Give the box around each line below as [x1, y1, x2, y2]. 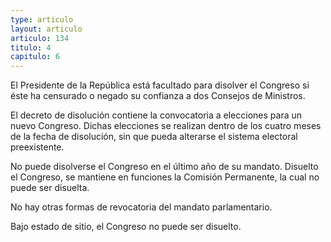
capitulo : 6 [10, 52, 60, 62]
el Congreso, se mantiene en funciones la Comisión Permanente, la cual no [10, 171, 320, 183]
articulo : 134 [10, 33, 70, 43]
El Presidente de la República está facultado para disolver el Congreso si [10, 79, 310, 91]
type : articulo [10, 14, 74, 25]
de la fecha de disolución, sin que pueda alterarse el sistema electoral [10, 131, 298, 143]
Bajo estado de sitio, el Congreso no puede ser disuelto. [10, 221, 242, 233]
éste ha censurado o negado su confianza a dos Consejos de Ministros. [10, 90, 306, 102]
